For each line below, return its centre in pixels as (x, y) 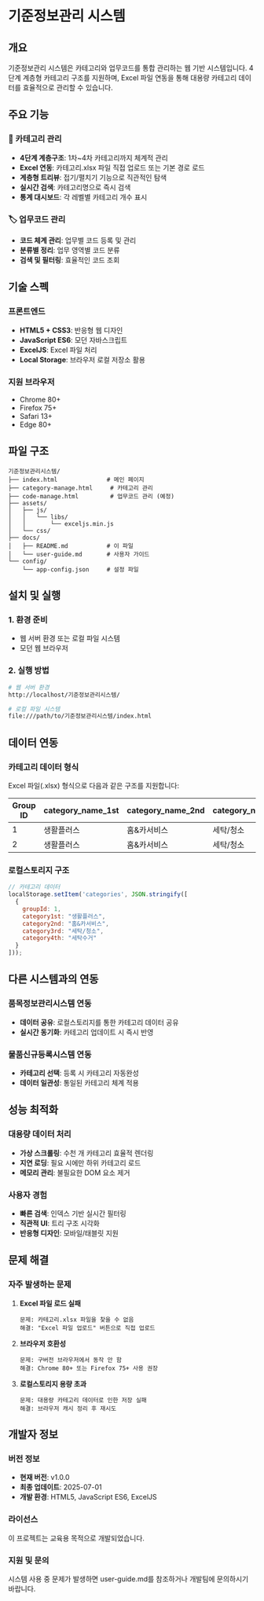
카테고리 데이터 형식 (44, 767)
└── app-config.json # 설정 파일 (81, 569)
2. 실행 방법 (29, 670)
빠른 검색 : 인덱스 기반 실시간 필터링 (73, 1213)
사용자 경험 (28, 1195)
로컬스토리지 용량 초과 (53, 1383)
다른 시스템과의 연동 (53, 979)
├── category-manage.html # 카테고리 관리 (81, 488)
